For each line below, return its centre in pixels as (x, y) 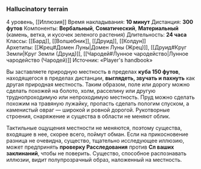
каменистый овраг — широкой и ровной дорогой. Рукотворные (88, 110)
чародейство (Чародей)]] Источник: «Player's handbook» (79, 60)
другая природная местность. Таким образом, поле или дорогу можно (98, 84)
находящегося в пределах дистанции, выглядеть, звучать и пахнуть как (101, 78)
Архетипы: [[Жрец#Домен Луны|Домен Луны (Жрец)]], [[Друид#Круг (97, 47)
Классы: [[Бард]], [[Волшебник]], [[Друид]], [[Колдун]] (76, 41)
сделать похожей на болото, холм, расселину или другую (81, 91)
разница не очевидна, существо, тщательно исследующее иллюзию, (95, 141)
